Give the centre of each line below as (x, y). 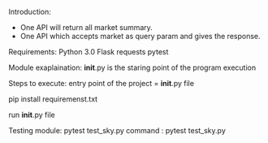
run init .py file (32, 115)
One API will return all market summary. (86, 27)
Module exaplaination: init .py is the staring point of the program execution (132, 67)
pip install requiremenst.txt (53, 99)
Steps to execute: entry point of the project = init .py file (102, 83)
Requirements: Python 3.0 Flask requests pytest (89, 52)
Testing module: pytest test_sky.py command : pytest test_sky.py (117, 130)
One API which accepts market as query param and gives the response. (140, 36)
